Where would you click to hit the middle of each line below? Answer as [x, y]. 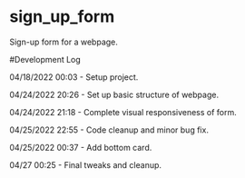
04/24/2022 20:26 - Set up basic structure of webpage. [114, 94]
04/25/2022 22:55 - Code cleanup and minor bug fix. [109, 130]
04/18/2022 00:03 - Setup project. [74, 77]
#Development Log [45, 59]
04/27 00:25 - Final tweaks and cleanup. [85, 164]
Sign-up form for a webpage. [64, 42]
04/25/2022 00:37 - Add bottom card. [81, 147]
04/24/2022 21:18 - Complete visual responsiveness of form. [123, 112]
